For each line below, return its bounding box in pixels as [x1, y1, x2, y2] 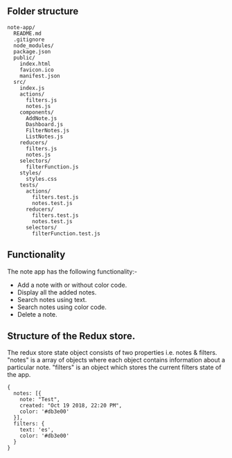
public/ [13, 54, 36, 61]
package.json [13, 48, 51, 55]
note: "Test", [19, 396, 60, 403]
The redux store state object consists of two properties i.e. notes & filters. [7, 349, 217, 357]
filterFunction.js [25, 163, 79, 170]
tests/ [19, 182, 39, 188]
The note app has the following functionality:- [7, 267, 137, 276]
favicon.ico [19, 66, 54, 73]
